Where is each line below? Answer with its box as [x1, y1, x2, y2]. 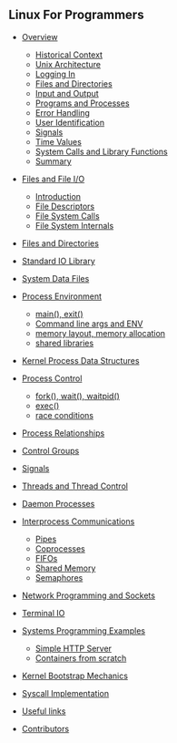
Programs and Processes [34, 98, 130, 108]
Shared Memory [34, 562, 96, 573]
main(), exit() [34, 308, 84, 319]
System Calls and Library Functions [34, 146, 169, 157]
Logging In [34, 68, 76, 79]
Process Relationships [21, 428, 105, 439]
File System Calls [34, 210, 101, 222]
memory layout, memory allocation [34, 327, 165, 338]
